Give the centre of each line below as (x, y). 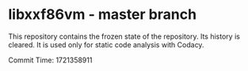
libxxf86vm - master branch (102, 15)
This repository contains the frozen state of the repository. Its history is (124, 36)
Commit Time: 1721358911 (50, 60)
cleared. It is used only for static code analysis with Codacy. (106, 44)
